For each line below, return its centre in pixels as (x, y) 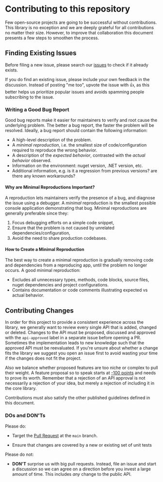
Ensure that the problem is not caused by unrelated (63, 228)
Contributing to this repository (68, 9)
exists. (12, 70)
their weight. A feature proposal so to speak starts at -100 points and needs (81, 373)
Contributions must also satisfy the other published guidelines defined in (78, 398)
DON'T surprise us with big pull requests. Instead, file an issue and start (84, 464)
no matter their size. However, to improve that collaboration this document (79, 33)
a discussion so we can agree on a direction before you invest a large (81, 469)
